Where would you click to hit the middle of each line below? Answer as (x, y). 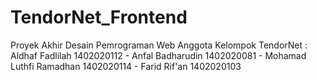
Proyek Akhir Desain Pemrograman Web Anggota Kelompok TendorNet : (159, 45)
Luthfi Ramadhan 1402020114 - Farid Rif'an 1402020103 (126, 66)
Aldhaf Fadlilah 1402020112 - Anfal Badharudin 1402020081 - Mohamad (158, 55)
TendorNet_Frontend (99, 17)
